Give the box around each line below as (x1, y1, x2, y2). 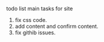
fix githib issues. (14, 29, 56, 36)
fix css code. (14, 17, 47, 23)
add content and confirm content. (14, 23, 99, 30)
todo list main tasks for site (6, 5, 73, 12)
